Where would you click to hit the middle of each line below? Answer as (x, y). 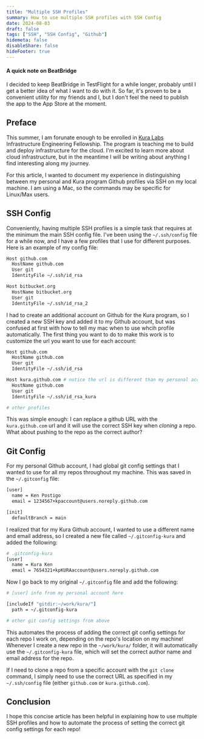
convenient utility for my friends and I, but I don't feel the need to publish (97, 97)
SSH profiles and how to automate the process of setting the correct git (96, 723)
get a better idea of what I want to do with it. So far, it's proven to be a (93, 90)
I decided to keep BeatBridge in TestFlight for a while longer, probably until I (101, 84)
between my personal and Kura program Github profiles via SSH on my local (102, 181)
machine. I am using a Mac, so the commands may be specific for (89, 188)
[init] (15, 512)
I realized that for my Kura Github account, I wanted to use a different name (100, 530)
